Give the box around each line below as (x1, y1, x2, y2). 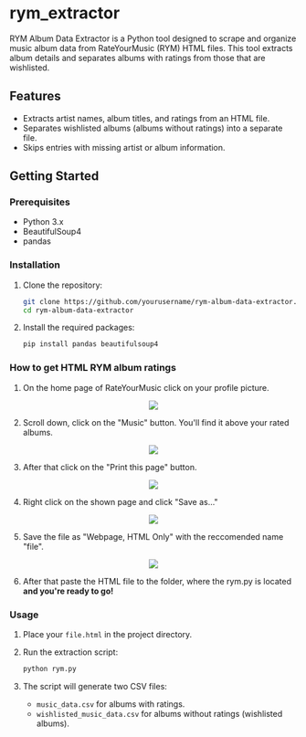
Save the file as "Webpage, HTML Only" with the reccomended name (22, 531, 284, 542)
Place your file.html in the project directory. (22, 628, 193, 639)
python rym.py (22, 664, 77, 673)
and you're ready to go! (22, 585, 114, 596)
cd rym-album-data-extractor (22, 305, 134, 315)
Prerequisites (9, 195, 70, 208)
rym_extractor (9, 3, 121, 24)
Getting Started (9, 168, 100, 184)
